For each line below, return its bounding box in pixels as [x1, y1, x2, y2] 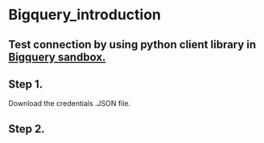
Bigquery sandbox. [8, 50, 106, 63]
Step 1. [8, 77, 43, 91]
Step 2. [8, 122, 46, 136]
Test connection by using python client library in [8, 38, 257, 51]
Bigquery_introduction [8, 6, 161, 24]
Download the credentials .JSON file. [8, 99, 131, 108]
